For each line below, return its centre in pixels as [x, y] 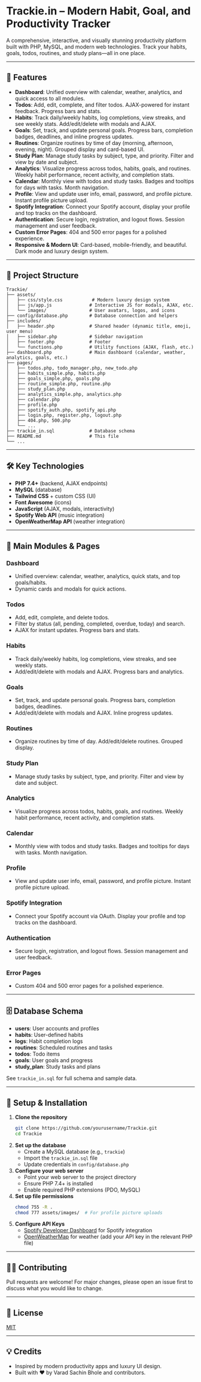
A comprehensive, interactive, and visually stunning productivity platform [96, 40]
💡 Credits [24, 1352]
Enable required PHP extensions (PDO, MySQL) [82, 1190]
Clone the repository [41, 1117]
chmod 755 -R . [34, 1207]
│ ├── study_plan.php [36, 389]
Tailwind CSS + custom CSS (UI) [55, 496]
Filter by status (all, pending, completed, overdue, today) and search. [100, 624]
